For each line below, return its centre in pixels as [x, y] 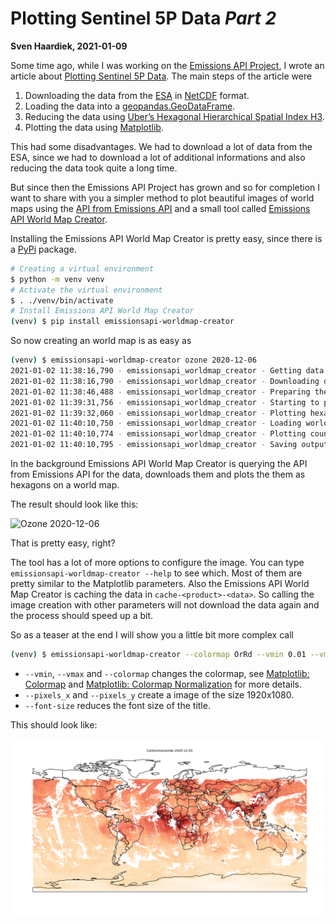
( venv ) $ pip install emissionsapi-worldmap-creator [122, 322]
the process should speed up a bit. [82, 616]
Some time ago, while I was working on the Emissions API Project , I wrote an [167, 65]
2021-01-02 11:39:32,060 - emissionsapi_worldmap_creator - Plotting [158, 413]
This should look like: [54, 724]
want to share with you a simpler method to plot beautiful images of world [162, 198]
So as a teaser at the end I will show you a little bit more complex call [152, 635]
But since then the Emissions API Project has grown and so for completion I [165, 187]
